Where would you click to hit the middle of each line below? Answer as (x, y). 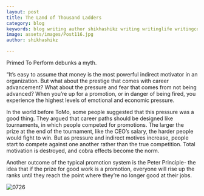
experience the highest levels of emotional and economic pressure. (90, 100)
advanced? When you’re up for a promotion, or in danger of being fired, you (101, 94)
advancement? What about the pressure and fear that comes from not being (102, 87)
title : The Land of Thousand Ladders (54, 18)
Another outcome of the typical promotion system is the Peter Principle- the (101, 162)
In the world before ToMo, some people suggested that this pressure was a (100, 112)
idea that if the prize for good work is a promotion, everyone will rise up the (100, 169)
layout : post (23, 12)
